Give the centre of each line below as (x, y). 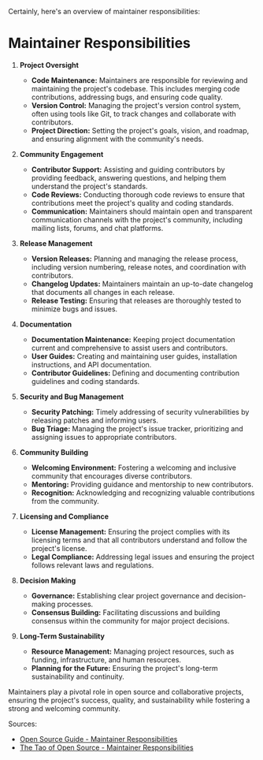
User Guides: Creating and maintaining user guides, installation (134, 356)
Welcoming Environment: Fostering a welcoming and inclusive (133, 468)
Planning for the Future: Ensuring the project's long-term (124, 668)
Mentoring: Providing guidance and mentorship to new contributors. (142, 484)
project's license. (59, 548)
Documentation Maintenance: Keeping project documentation (133, 339)
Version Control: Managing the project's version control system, (136, 105)
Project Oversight (49, 65)
